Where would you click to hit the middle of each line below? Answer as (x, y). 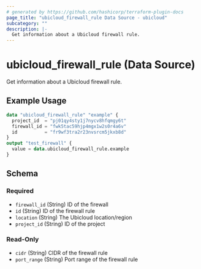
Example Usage (37, 101)
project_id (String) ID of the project (60, 224)
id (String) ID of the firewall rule (55, 210)
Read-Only (23, 240)
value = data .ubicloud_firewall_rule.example (71, 149)
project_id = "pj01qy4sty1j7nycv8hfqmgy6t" (69, 120)
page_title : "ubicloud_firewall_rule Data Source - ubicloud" (87, 18)
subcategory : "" (27, 23)
